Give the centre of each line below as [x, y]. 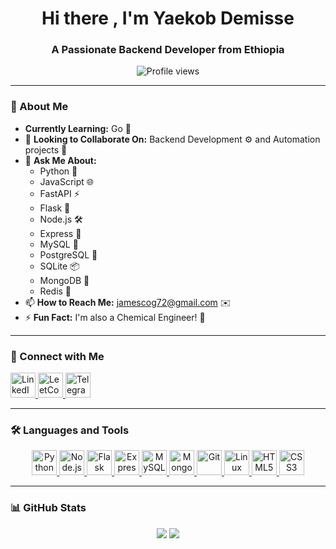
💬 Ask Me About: [60, 160]
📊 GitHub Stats [48, 508]
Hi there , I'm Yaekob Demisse [168, 18]
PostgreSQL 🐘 [68, 254]
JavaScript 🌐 [66, 181]
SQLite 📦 [59, 266]
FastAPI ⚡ [59, 193]
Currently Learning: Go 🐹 [78, 128]
